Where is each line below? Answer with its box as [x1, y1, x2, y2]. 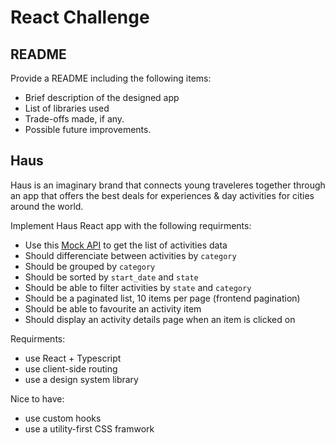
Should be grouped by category [24, 260, 156, 272]
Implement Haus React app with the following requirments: [10, 219, 252, 231]
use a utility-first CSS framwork [24, 422, 155, 435]
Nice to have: [10, 392, 65, 405]
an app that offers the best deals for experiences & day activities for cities [10, 189, 315, 201]
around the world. [10, 200, 84, 212]
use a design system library [24, 373, 139, 385]
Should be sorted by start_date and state [24, 271, 199, 283]
